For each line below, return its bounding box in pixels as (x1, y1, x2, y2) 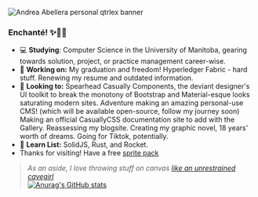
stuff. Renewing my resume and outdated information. (19, 73, 194, 82)
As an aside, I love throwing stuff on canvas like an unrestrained (27, 163, 236, 173)
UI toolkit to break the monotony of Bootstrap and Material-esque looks (19, 90, 250, 100)
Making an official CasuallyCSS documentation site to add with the (19, 115, 235, 125)
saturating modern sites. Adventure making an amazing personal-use (19, 98, 244, 108)
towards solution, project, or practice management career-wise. (19, 57, 226, 66)
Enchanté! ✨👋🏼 (8, 27, 67, 38)
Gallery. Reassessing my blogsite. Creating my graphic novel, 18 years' (19, 123, 249, 133)
